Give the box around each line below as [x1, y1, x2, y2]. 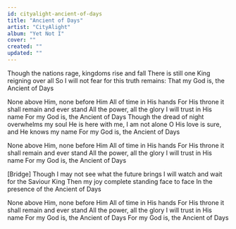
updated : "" [7, 50, 42, 57]
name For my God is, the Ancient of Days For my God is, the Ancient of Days [7, 213, 229, 222]
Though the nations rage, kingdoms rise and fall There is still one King [7, 68, 211, 78]
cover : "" [7, 37, 37, 44]
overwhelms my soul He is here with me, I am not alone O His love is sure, [7, 120, 222, 128]
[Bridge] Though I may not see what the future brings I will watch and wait [7, 170, 223, 178]
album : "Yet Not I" [7, 30, 65, 37]
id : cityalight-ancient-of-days [7, 10, 102, 18]
